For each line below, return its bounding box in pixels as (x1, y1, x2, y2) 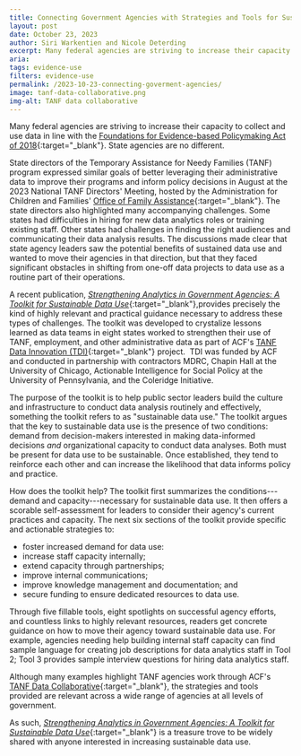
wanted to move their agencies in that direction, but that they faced (9, 253, 258, 264)
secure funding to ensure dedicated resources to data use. (21, 589, 240, 600)
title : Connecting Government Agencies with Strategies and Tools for (9, 13, 279, 22)
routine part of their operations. (9, 272, 125, 282)
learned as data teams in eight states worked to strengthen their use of (9, 327, 271, 338)
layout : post (9, 22, 58, 30)
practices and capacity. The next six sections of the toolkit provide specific (9, 515, 287, 526)
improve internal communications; (21, 570, 149, 581)
